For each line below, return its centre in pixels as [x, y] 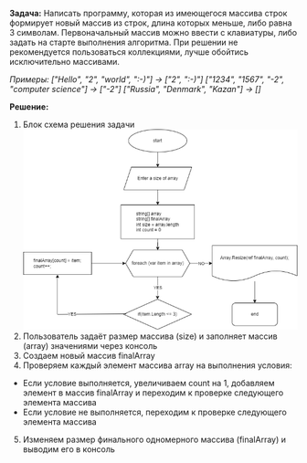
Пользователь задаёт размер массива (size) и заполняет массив [150, 336]
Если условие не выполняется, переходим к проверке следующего [155, 412]
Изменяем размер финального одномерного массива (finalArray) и [154, 440]
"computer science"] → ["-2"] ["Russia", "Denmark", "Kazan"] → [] [136, 89]
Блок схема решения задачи [79, 124]
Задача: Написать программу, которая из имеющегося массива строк [148, 13]
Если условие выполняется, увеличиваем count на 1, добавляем [148, 384]
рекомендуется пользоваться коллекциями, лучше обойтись [129, 52]
